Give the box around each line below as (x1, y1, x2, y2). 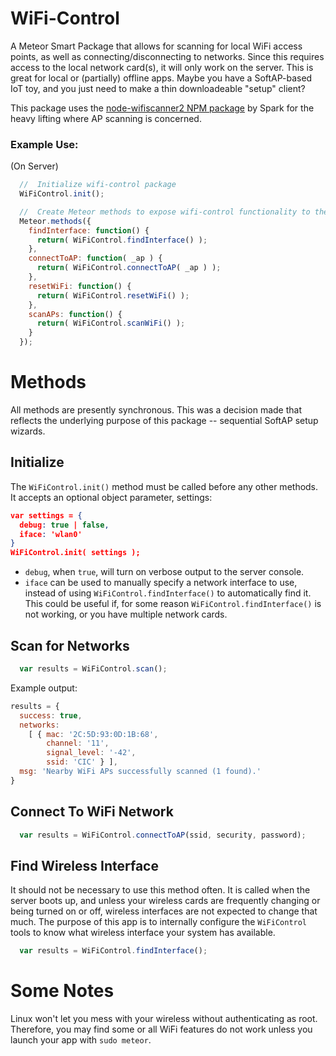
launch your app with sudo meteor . (10, 1034, 152, 1046)
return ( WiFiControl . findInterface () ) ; (36, 235, 208, 245)
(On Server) (10, 160, 59, 172)
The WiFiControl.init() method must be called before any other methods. (10, 480, 319, 492)
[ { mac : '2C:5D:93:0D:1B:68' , (28, 729, 159, 739)
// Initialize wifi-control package (19, 180, 177, 190)
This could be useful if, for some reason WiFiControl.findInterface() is (24, 598, 322, 610)
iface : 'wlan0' (19, 529, 83, 539)
